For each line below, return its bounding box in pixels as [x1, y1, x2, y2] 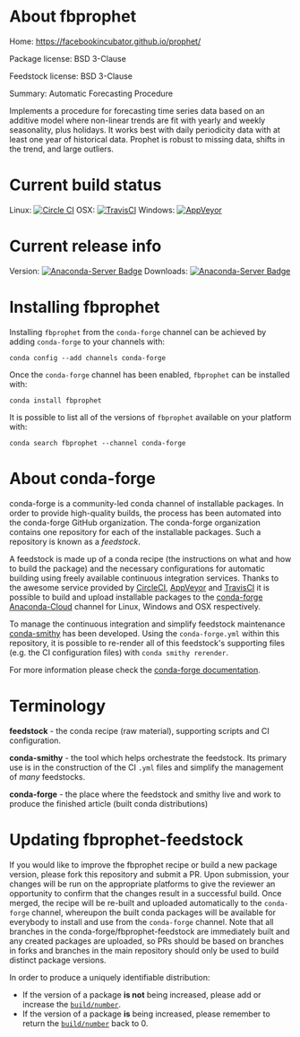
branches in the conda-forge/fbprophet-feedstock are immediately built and [9, 926, 290, 937]
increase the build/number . [21, 998, 122, 1009]
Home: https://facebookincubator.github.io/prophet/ [9, 36, 201, 47]
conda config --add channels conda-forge [9, 353, 167, 362]
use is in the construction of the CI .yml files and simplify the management [9, 762, 284, 773]
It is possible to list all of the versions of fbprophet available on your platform [9, 411, 292, 422]
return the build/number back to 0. [21, 1017, 149, 1028]
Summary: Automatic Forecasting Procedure [9, 88, 173, 99]
